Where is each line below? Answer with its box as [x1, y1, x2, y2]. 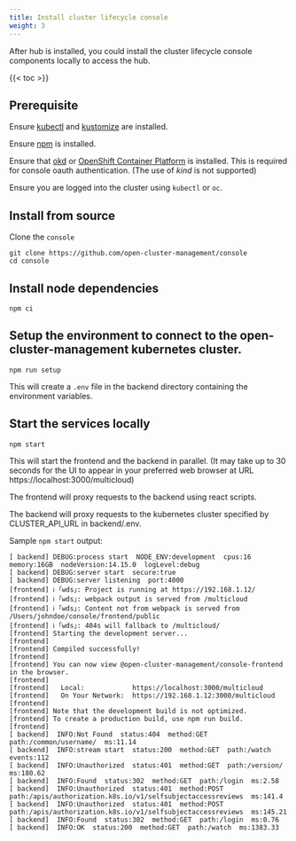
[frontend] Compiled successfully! [9, 644, 141, 653]
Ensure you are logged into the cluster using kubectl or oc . [9, 183, 223, 193]
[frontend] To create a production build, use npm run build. [9, 714, 244, 723]
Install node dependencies [9, 280, 160, 295]
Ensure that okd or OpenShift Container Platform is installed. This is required [9, 156, 288, 167]
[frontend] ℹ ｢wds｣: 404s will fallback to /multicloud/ [9, 621, 221, 630]
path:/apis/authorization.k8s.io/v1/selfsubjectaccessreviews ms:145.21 [9, 807, 288, 816]
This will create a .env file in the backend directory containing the [9, 381, 248, 391]
